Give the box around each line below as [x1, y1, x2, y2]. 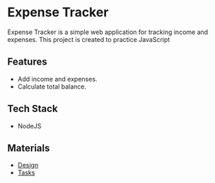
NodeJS [17, 121, 42, 130]
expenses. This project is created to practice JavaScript [7, 35, 170, 43]
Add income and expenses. [17, 74, 98, 83]
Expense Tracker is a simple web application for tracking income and [7, 28, 209, 36]
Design [17, 161, 39, 170]
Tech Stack [7, 103, 58, 115]
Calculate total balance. [17, 82, 87, 91]
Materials [7, 142, 50, 154]
